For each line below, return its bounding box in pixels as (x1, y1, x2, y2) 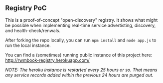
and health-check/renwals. (5, 27, 61, 34)
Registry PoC (5, 4, 47, 12)
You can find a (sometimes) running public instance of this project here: (5, 52, 153, 58)
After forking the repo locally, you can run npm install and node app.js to (5, 37, 157, 43)
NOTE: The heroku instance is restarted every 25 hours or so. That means (5, 67, 158, 73)
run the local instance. (5, 42, 51, 48)
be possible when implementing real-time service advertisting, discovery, (5, 22, 156, 28)
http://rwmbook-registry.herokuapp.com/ (5, 57, 90, 63)
